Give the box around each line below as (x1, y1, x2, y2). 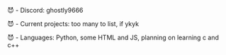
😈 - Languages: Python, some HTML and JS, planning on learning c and (7, 33, 220, 42)
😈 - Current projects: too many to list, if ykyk (7, 20, 140, 28)
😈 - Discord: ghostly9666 (7, 6, 84, 14)
